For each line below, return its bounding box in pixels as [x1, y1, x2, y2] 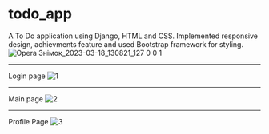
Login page [8, 71, 46, 81]
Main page [8, 93, 44, 104]
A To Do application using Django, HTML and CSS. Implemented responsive [8, 31, 259, 41]
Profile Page [8, 116, 49, 126]
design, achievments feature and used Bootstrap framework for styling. [8, 39, 244, 49]
